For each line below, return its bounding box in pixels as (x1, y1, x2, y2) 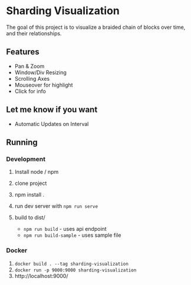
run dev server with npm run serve (14, 203, 98, 210)
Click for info (14, 87, 46, 95)
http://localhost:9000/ (14, 272, 69, 279)
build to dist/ (14, 214, 45, 221)
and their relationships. (6, 29, 62, 37)
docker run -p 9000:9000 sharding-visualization (14, 267, 137, 273)
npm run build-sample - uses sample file (23, 231, 121, 239)
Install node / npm (14, 168, 59, 175)
